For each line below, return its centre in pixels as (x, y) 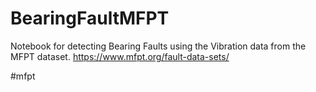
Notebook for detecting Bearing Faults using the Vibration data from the (158, 46)
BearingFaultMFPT (90, 18)
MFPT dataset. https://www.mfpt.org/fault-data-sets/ (120, 56)
